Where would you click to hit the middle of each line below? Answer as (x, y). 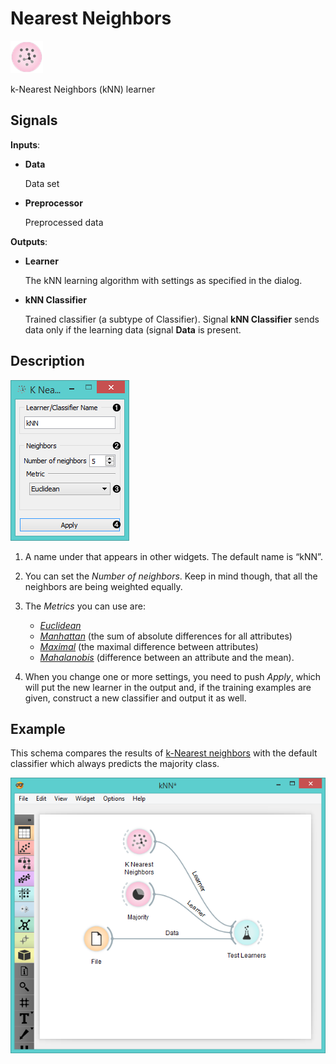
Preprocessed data (64, 222)
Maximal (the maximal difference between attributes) (149, 646)
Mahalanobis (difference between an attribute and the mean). (167, 657)
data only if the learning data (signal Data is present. (133, 329)
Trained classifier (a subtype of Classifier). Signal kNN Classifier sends (172, 319)
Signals (34, 120)
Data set (42, 183)
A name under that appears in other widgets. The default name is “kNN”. (173, 556)
